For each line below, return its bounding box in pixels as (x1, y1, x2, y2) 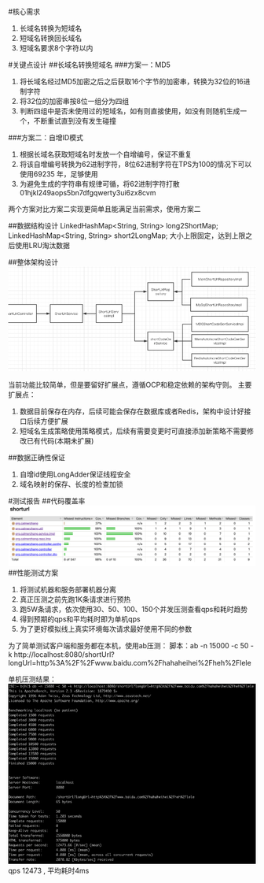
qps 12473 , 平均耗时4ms (8, 866, 90, 875)
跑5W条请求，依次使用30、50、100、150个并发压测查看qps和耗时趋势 (19, 605, 248, 614)
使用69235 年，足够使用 (19, 169, 98, 179)
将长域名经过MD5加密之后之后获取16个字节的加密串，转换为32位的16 (19, 77, 244, 86)
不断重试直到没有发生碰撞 (33, 117, 116, 125)
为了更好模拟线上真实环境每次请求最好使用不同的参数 (19, 625, 192, 634)
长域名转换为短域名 (19, 24, 82, 33)
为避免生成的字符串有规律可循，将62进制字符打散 (19, 180, 181, 188)
